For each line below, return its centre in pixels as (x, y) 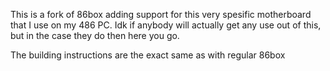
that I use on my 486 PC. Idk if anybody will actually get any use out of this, (166, 25)
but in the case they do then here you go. (95, 35)
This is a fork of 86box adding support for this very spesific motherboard (161, 14)
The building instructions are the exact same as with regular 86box (148, 55)
